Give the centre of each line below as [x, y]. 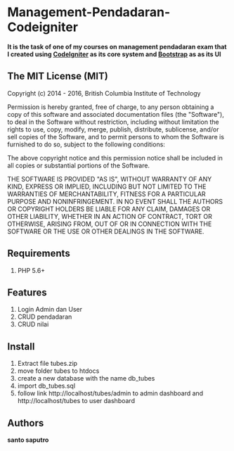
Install [21, 347]
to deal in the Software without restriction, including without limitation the [113, 122]
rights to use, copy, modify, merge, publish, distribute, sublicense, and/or [113, 129]
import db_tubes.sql [46, 386]
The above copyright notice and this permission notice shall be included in [115, 158]
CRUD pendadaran [45, 317]
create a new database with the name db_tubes [86, 379]
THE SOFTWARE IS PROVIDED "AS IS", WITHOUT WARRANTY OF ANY [110, 179]
